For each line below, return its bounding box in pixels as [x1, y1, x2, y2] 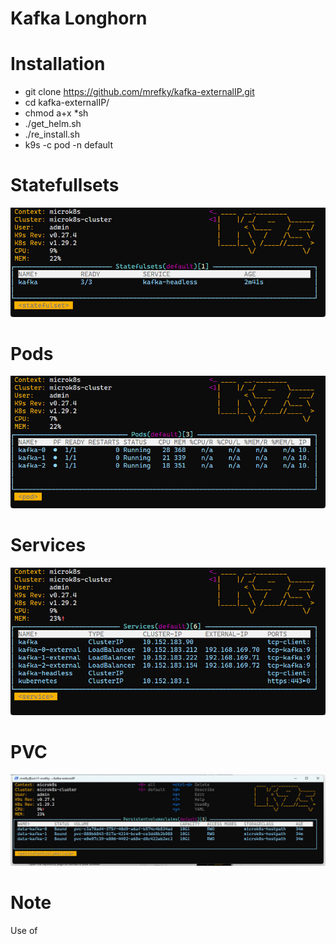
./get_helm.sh [24, 118, 82, 130]
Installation [10, 53, 106, 76]
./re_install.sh [24, 128, 80, 141]
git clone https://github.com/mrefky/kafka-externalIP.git [24, 86, 255, 98]
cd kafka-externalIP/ [24, 97, 110, 109]
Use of [10, 924, 38, 936]
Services [10, 534, 87, 557]
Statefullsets [10, 174, 120, 197]
